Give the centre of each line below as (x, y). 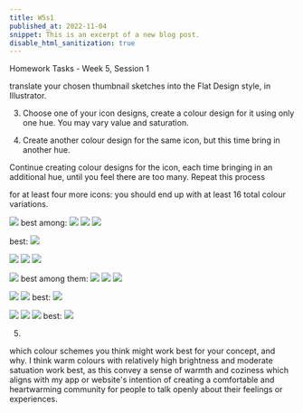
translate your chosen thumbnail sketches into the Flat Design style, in (140, 86)
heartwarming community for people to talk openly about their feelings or (146, 390)
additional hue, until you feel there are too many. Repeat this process (137, 177)
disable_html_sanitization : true (72, 43)
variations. (29, 204)
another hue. (46, 150)
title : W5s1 (32, 18)
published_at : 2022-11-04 (58, 26)
